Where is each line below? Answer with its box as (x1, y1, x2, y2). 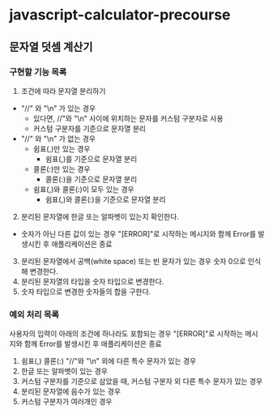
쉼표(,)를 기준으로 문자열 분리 (45, 154, 138, 164)
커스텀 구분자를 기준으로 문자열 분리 (32, 123, 147, 133)
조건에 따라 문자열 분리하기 (20, 86, 106, 96)
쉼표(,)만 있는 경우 (32, 143, 91, 153)
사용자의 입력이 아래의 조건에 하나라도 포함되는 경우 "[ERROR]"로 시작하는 (9, 329, 244, 339)
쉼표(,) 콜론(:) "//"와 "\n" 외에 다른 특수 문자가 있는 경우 (20, 356, 197, 366)
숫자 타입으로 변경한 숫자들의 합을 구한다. (20, 286, 151, 297)
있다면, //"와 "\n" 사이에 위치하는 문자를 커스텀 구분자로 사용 (32, 113, 224, 123)
